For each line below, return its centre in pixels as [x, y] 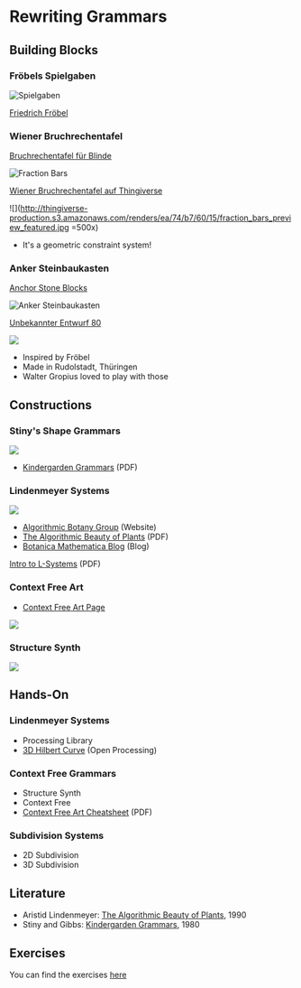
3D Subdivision [50, 865]
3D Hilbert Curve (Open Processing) [90, 750]
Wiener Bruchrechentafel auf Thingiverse [86, 191]
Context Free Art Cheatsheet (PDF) [87, 812]
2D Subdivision [50, 855]
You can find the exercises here [68, 974]
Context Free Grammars [63, 773]
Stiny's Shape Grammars [65, 431]
